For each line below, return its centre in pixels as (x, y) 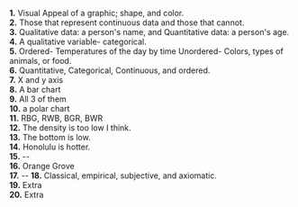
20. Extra (27, 194)
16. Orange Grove (42, 166)
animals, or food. (41, 61)
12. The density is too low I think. (71, 128)
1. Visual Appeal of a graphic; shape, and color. (97, 13)
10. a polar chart (40, 108)
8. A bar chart (35, 90)
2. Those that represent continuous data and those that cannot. (127, 22)
